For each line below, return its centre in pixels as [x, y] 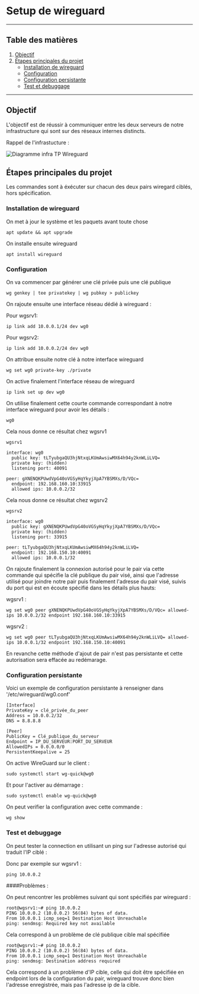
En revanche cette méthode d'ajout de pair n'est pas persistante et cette [94, 653]
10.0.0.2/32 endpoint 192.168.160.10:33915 [71, 615]
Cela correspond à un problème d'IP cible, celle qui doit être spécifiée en [95, 972]
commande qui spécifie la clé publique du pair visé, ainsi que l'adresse [93, 575]
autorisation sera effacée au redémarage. [57, 659]
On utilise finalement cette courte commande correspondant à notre [89, 403]
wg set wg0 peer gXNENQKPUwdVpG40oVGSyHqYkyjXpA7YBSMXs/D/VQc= [86, 610]
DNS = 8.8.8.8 [24, 721]
